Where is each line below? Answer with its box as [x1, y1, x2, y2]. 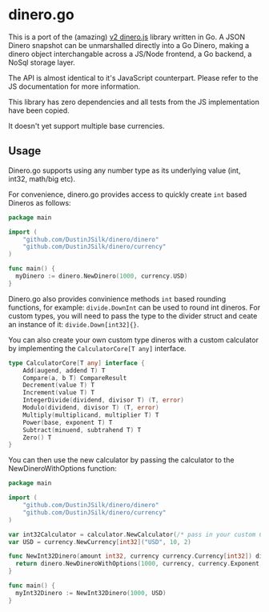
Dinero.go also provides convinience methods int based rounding [8, 294, 227, 303]
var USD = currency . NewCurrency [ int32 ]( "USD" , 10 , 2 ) [8, 538, 192, 546]
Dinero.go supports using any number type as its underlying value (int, [8, 166, 241, 175]
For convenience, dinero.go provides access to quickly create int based [8, 190, 247, 199]
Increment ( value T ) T [22, 389, 94, 397]
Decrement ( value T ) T [22, 382, 94, 390]
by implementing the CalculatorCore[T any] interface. [8, 343, 187, 353]
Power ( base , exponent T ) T [22, 418, 113, 426]
